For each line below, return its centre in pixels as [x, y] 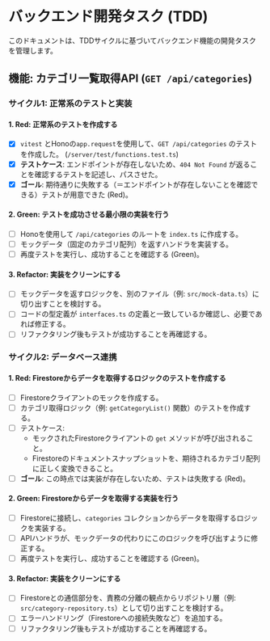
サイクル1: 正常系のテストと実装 [70, 103]
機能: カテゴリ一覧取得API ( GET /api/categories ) [131, 79]
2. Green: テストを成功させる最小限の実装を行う [89, 214]
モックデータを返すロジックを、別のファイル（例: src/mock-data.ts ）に [140, 294]
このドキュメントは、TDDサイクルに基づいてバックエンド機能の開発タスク [133, 40]
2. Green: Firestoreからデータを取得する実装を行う [94, 499]
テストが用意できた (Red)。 [87, 194]
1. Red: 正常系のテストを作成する [63, 124]
